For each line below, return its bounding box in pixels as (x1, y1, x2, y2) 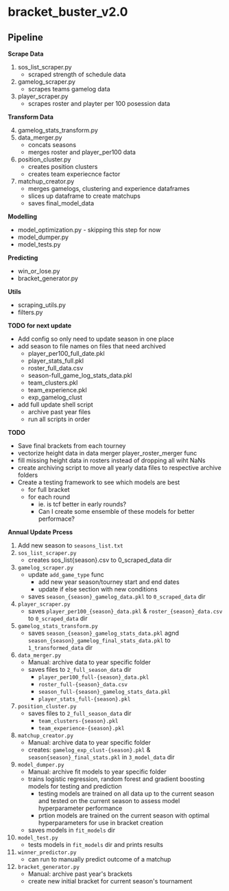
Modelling (8, 212, 37, 221)
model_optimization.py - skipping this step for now (17, 226, 161, 234)
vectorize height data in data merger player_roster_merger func (17, 449, 197, 457)
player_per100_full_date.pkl (27, 350, 105, 357)
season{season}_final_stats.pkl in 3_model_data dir (27, 753, 175, 761)
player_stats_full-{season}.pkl (38, 696, 131, 703)
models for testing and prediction (27, 782, 122, 790)
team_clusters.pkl (27, 379, 78, 387)
